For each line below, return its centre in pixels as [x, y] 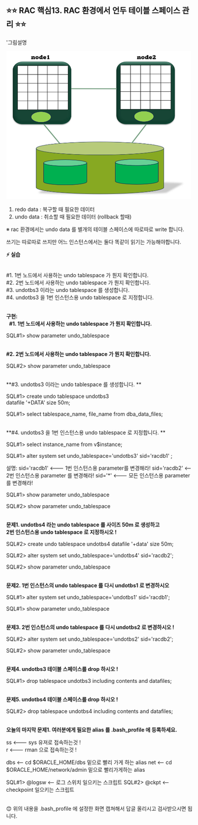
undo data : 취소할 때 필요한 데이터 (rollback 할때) [73, 216]
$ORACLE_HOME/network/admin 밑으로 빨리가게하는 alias [76, 769]
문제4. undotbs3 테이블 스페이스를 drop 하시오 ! [62, 669]
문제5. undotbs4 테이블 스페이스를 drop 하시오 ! [62, 699]
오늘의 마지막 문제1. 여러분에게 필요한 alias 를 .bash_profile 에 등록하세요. [92, 730]
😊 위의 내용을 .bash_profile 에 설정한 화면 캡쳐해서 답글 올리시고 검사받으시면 [96, 808]
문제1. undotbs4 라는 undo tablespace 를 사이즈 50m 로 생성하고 [83, 524]
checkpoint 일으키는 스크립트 [40, 789]
